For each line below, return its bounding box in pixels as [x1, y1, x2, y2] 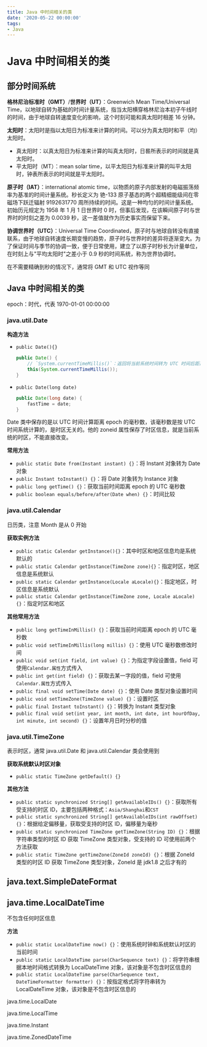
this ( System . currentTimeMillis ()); [27, 367, 119, 373]
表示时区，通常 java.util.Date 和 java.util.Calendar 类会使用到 [7, 747, 160, 755]
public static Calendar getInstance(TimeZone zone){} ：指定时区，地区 [15, 562, 200, 570]
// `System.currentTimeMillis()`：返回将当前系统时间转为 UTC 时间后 [27, 360, 195, 367]
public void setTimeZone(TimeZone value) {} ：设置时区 [15, 695, 159, 702]
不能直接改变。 [33, 434, 72, 441]
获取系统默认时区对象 [7, 760, 61, 768]
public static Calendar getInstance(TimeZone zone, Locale [15, 593, 171, 599]
